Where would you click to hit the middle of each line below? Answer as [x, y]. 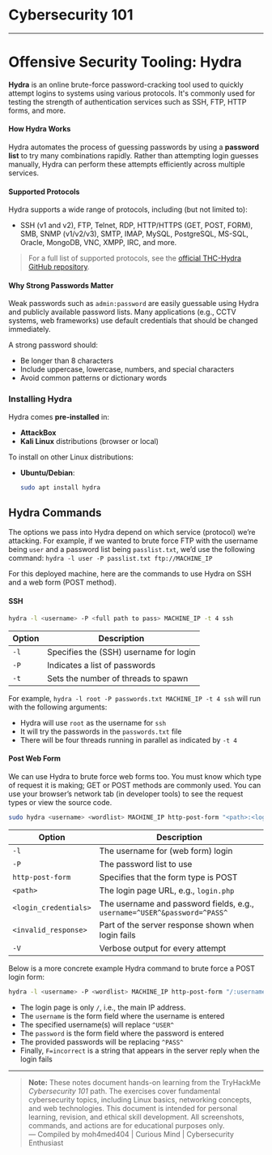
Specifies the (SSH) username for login [121, 652]
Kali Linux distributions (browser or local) [89, 441]
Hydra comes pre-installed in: [59, 416]
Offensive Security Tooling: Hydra [125, 62]
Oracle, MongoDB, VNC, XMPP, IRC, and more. [98, 243]
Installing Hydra [40, 399]
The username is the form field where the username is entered [122, 1015]
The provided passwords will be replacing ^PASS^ [102, 1041]
